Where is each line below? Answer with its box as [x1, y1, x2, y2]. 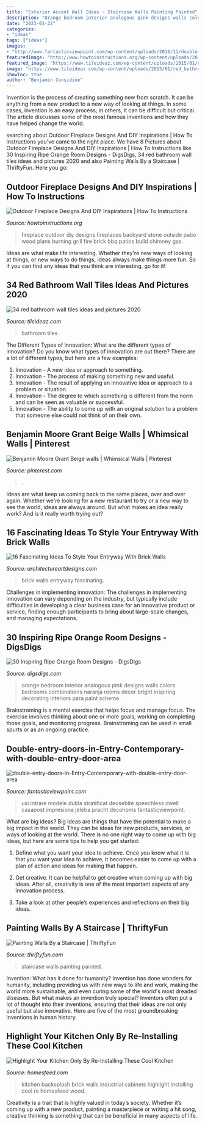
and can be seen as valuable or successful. [15, 398, 124, 406]
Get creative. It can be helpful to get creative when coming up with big [15, 874, 193, 881]
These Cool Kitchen [6, 1041, 84, 1051]
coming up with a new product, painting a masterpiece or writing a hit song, [6, 1105, 196, 1113]
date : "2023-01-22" [6, 20, 56, 26]
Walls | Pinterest [6, 439, 70, 449]
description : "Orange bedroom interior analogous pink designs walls [6, 15, 187, 21]
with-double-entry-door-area [6, 753, 121, 764]
